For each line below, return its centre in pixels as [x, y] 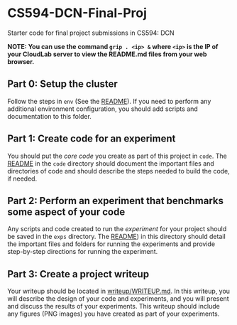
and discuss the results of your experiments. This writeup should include [114, 307]
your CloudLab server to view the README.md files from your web [107, 54]
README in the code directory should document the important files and [111, 163]
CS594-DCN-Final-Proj [77, 13]
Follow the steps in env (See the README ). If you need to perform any [109, 101]
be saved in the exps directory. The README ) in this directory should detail [116, 237]
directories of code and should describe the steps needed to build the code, [119, 171]
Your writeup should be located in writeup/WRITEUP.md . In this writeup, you [119, 291]
